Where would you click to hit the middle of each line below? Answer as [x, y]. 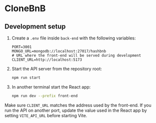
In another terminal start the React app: [51, 87]
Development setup [35, 26]
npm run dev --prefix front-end [45, 96]
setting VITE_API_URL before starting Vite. [46, 115]
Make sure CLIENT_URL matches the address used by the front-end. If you [78, 105]
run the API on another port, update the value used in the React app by [76, 110]
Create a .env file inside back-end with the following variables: [74, 38]
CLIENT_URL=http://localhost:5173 [47, 60]
